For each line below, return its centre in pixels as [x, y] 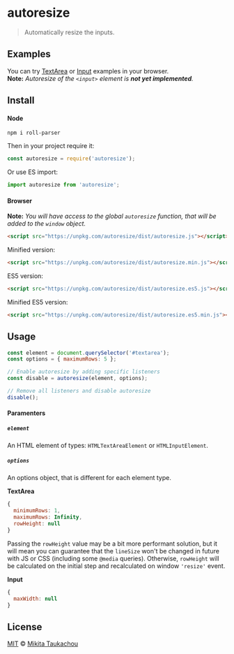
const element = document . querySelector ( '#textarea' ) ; [88, 353]
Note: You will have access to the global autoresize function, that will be [112, 216]
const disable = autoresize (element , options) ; [78, 379]
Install [21, 100]
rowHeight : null [37, 524]
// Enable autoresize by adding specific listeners [84, 372]
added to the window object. [46, 224]
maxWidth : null [36, 599]
